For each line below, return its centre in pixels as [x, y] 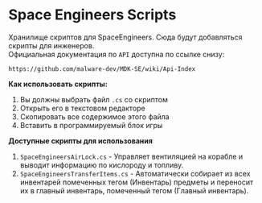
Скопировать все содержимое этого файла [95, 116]
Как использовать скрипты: [58, 84]
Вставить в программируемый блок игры [91, 125]
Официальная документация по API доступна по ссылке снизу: [117, 54]
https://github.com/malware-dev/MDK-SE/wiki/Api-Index [102, 69]
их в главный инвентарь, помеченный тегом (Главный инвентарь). [134, 190]
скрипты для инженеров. [51, 45]
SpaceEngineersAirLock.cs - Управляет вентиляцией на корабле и [131, 156]
